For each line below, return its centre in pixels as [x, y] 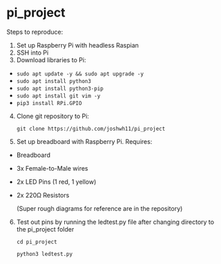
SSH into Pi [32, 53]
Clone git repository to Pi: [52, 116]
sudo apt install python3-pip [60, 88]
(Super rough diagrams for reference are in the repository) [99, 208]
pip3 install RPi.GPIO [49, 103]
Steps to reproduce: [35, 32]
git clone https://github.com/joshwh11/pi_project [91, 129]
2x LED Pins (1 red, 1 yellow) [56, 182]
